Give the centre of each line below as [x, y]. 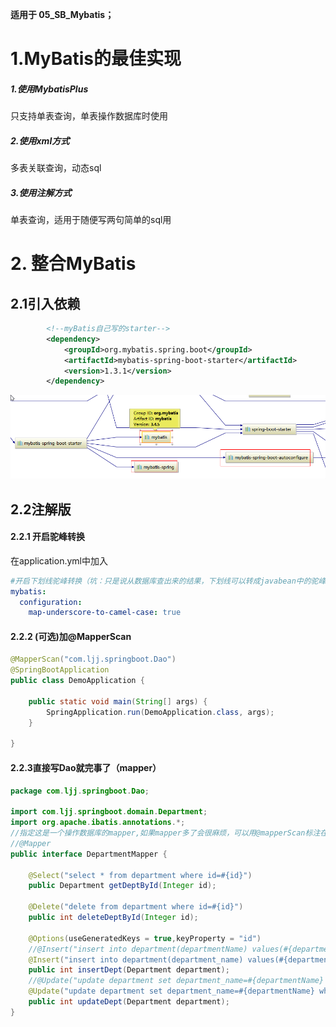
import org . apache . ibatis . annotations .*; [98, 823]
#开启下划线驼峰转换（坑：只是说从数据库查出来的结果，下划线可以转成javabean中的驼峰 [168, 581]
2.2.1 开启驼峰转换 [48, 537]
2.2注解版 [41, 509]
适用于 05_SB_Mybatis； [62, 14]
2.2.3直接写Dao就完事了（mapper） [86, 767]
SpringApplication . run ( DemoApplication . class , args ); [160, 712]
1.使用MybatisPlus [49, 89]
